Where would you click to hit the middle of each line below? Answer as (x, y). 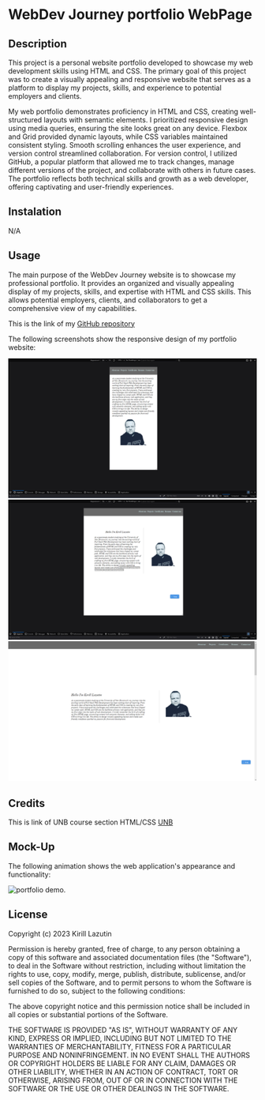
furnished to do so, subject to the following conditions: (97, 991)
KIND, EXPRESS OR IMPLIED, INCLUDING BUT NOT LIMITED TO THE (120, 1038)
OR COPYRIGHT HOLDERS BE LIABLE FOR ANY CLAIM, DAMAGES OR (122, 1063)
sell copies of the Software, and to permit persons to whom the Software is (130, 982)
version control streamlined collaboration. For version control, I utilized (123, 153)
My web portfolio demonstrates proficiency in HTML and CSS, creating (123, 111)
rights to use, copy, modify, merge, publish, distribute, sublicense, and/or (127, 974)
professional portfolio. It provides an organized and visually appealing (121, 283)
